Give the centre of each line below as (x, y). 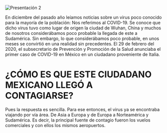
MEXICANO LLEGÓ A (49, 85)
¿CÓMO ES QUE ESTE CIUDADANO (79, 74)
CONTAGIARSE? (39, 96)
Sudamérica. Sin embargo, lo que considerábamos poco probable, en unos (82, 38)
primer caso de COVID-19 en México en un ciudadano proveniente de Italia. (83, 54)
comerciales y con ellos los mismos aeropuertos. (55, 125)
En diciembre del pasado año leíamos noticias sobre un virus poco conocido (83, 17)
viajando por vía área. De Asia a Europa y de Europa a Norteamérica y (77, 115)
